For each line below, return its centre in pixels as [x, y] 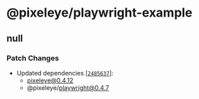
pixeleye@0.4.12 [50, 80]
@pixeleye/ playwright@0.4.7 [68, 87]
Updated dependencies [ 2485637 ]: [65, 73]
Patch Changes [33, 58]
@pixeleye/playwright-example [99, 13]
